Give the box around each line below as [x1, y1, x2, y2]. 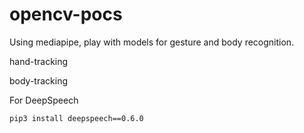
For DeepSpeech [9, 94, 79, 106]
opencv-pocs [9, 3, 123, 26]
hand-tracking [9, 55, 69, 67]
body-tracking [9, 74, 69, 87]
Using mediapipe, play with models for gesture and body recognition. [9, 36, 295, 48]
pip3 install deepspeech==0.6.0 [9, 113, 144, 123]
